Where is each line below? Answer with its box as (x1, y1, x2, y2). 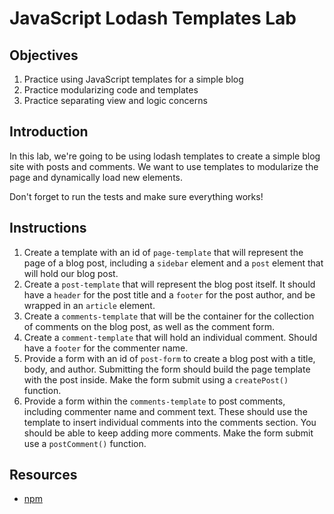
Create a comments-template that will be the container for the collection (23, 310, 315, 322)
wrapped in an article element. (23, 299, 156, 311)
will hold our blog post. (23, 267, 119, 279)
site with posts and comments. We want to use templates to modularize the (9, 160, 319, 172)
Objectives (9, 47, 79, 64)
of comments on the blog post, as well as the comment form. (23, 320, 276, 332)
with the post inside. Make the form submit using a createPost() (23, 373, 289, 386)
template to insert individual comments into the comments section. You (23, 416, 317, 428)
